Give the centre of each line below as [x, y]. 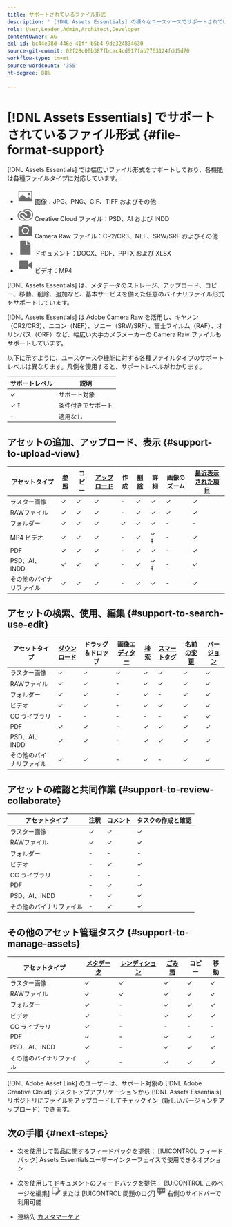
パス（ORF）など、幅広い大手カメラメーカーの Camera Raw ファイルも [120, 334]
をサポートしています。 [40, 303]
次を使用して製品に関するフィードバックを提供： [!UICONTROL [107, 1151]
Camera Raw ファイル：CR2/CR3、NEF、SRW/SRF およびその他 [126, 236]
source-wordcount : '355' [43, 66]
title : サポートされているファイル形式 [57, 15]
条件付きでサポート [86, 406]
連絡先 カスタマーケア [48, 1217]
